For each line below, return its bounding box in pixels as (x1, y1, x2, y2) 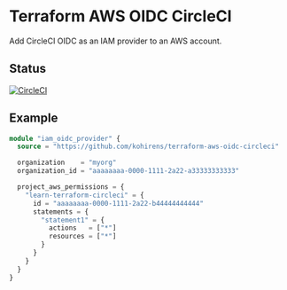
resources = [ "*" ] (48, 232, 117, 241)
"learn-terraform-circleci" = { (25, 191, 144, 200)
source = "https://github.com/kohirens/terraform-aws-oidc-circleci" (17, 142, 279, 152)
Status (9, 61, 47, 76)
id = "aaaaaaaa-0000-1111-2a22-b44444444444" (32, 199, 204, 208)
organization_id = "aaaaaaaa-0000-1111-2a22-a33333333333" (17, 167, 240, 176)
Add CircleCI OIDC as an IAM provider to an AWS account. (9, 35, 222, 46)
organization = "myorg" (17, 158, 117, 168)
